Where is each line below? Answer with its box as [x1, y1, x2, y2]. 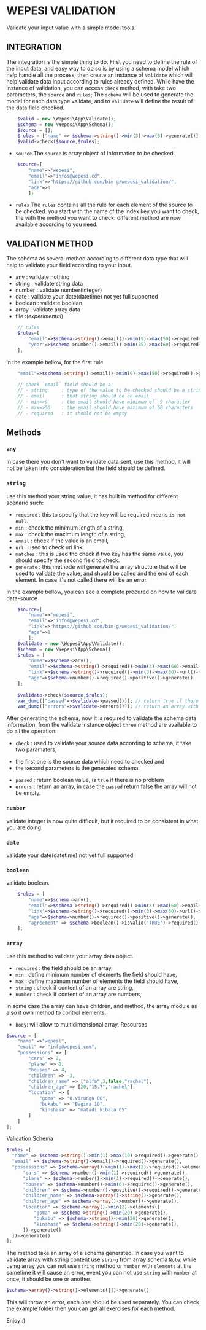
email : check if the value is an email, [15, 537, 109, 544]
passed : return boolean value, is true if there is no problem [15, 776, 164, 784]
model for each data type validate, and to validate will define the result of [6, 97, 193, 104]
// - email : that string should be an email [17, 393, 150, 399]
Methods [6, 427, 42, 437]
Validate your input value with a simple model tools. [6, 24, 136, 31]
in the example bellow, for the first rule [6, 358, 104, 366]
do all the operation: [6, 727, 57, 735]
